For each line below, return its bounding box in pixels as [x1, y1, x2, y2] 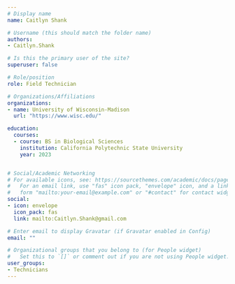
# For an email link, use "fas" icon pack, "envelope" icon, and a [7, 183, 215, 190]
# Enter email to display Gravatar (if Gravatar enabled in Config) [7, 227, 211, 234]
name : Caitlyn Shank [7, 17, 68, 24]
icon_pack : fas [13, 209, 58, 216]
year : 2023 [20, 151, 52, 158]
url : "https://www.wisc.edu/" [13, 112, 101, 119]
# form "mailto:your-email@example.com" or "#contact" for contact [7, 189, 215, 196]
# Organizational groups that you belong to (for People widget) [7, 247, 201, 254]
